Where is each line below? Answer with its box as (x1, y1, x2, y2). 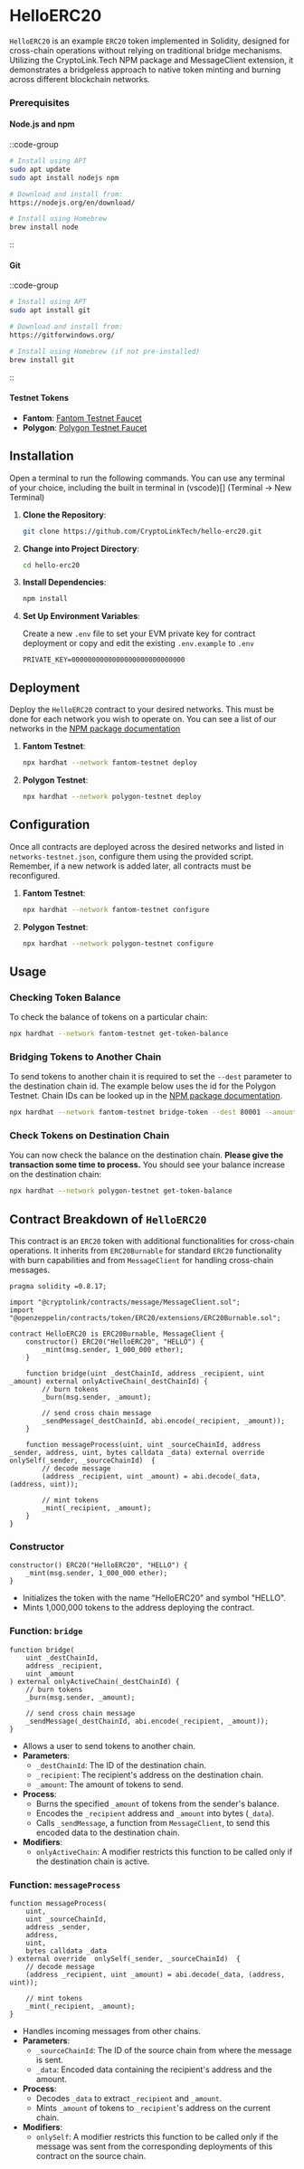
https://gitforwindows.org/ (9, 331, 116, 340)
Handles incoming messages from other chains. (22, 2026, 202, 2037)
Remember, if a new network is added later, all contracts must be (9, 861, 252, 871)
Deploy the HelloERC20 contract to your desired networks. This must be (9, 704, 274, 715)
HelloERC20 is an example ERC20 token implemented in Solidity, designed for (9, 35, 290, 46)
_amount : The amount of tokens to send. (35, 1779, 184, 1790)
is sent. (35, 2055, 63, 2066)
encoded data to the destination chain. (35, 1827, 180, 1838)
